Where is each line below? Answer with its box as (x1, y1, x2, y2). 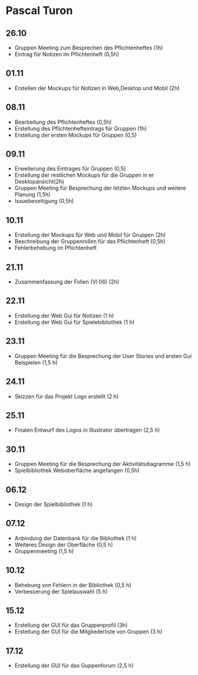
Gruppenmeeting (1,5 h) (14, 547, 74, 555)
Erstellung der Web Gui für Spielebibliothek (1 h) (14, 318, 135, 326)
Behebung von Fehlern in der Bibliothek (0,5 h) (14, 581, 132, 588)
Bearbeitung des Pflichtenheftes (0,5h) (14, 118, 112, 126)
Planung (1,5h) (14, 191, 51, 198)
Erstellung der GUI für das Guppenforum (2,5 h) (14, 662, 134, 670)
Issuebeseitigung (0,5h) (14, 198, 74, 205)
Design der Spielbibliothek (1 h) (14, 501, 93, 508)
